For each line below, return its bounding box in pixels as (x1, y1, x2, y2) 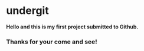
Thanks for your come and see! (6, 38, 97, 46)
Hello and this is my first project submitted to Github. (6, 23, 139, 30)
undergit (6, 4, 49, 17)
